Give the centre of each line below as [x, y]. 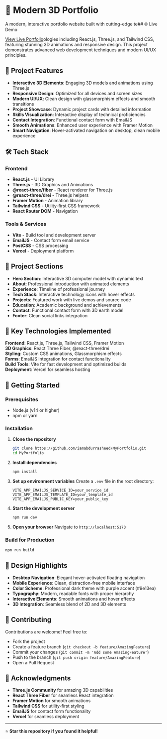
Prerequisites [22, 399]
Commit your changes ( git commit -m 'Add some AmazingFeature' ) [81, 652]
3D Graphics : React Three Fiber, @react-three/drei [57, 349]
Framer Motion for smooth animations [51, 701]
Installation [19, 428]
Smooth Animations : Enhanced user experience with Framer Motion [83, 125]
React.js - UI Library [33, 179]
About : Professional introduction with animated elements [71, 284]
